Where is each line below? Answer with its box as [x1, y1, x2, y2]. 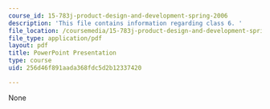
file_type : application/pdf [8, 34, 103, 42]
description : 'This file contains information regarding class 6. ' [8, 19, 243, 27]
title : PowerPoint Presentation [8, 49, 117, 57]
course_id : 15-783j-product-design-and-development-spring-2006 [8, 11, 228, 20]
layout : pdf [8, 42, 48, 50]
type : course [8, 57, 52, 65]
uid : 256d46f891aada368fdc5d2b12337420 [8, 64, 142, 72]
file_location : [8, 26, 59, 34]
